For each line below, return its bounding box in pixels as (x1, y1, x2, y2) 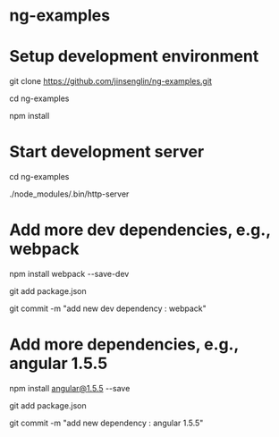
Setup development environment (9, 46, 259, 67)
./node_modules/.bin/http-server (9, 189, 130, 199)
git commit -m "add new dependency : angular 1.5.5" (9, 417, 204, 428)
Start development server (9, 142, 205, 162)
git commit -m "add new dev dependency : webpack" (9, 303, 207, 314)
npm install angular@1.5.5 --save (9, 382, 131, 393)
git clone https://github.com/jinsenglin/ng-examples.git (9, 76, 213, 87)
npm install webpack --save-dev (9, 269, 130, 279)
